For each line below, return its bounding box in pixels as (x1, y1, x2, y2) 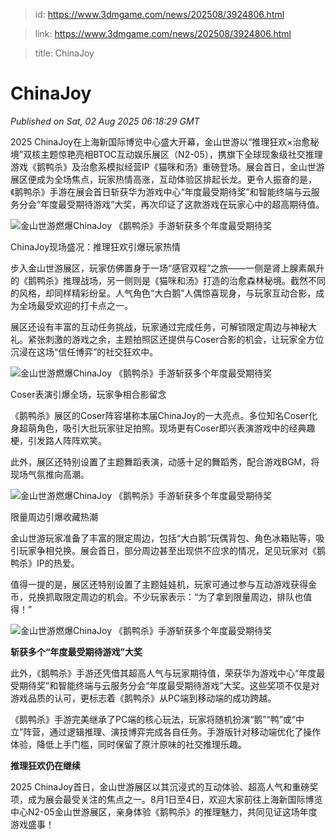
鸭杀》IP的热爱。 (10, 557, 80, 569)
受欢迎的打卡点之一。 (44, 299, 133, 311)
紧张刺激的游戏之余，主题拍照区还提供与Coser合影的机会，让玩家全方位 (27, 333, 325, 345)
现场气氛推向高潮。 (10, 468, 90, 480)
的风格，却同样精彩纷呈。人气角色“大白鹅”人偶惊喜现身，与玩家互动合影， (10, 287, 317, 299)
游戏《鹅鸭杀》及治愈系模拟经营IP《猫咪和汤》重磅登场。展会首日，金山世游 (10, 160, 325, 173)
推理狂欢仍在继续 (10, 759, 81, 771)
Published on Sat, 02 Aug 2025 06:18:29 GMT (10, 115, 200, 127)
